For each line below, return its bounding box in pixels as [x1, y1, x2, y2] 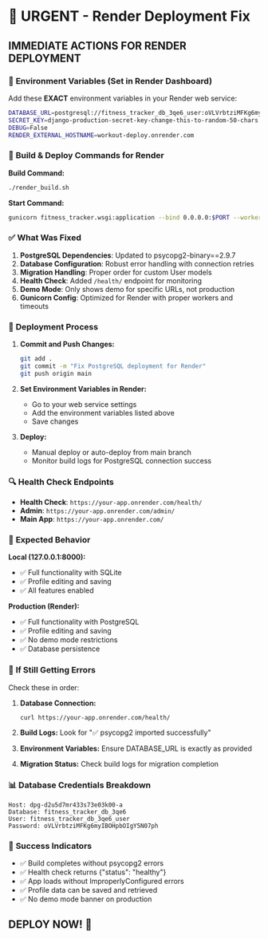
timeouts [19, 301, 49, 310]
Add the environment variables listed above [31, 408, 175, 417]
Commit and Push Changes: [19, 339, 115, 349]
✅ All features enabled [19, 586, 94, 595]
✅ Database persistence [19, 644, 100, 653]
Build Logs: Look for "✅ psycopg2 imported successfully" [19, 728, 211, 737]
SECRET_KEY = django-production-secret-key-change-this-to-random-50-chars [8, 116, 259, 124]
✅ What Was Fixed [8, 232, 82, 243]
